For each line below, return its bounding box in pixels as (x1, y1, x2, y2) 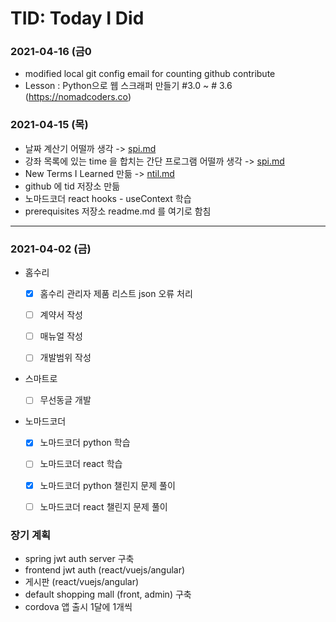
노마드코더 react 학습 (39, 458, 123, 470)
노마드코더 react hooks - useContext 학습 (24, 192, 192, 204)
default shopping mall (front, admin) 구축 (24, 588, 192, 600)
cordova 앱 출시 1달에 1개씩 (24, 600, 133, 612)
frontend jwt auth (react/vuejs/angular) (24, 563, 186, 576)
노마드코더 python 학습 (39, 437, 131, 449)
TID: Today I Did (10, 7, 145, 30)
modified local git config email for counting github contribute (24, 68, 276, 80)
